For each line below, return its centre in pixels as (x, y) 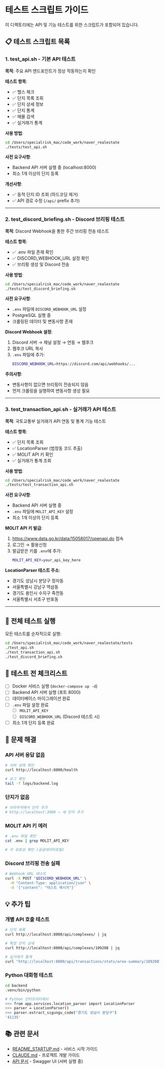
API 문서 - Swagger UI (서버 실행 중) (48, 1061)
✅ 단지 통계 (23, 110)
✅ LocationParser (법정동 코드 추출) (47, 448)
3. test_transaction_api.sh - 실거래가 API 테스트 (61, 410)
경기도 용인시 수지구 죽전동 (38, 593)
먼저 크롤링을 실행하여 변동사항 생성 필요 (51, 391)
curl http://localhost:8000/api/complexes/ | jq (56, 934)
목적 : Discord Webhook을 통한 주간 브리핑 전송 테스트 (57, 231)
